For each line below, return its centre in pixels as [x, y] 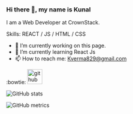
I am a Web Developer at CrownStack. [53, 23]
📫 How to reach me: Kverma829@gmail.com [71, 58]
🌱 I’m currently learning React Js [55, 52]
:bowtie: [16, 82]
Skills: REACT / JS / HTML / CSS [46, 34]
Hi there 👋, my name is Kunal [49, 10]
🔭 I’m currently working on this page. [60, 46]
